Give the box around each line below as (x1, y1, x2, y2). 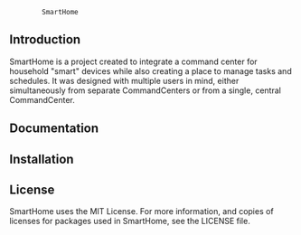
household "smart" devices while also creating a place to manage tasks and (9, 65, 292, 76)
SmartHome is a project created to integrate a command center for (9, 56, 258, 67)
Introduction (9, 32, 81, 48)
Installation (9, 151, 74, 166)
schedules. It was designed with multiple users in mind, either (9, 75, 240, 86)
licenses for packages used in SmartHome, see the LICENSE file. (9, 216, 250, 227)
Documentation (9, 121, 99, 136)
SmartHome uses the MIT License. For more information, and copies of (9, 206, 274, 217)
